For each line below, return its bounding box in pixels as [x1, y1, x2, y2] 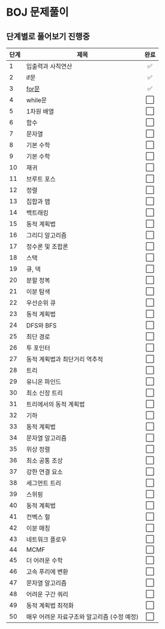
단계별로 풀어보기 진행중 [6, 31, 90, 41]
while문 [26, 96, 47, 104]
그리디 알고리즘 [26, 231, 67, 239]
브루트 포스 [26, 175, 56, 183]
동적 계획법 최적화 [26, 601, 74, 610]
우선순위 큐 [26, 299, 56, 307]
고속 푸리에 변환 [26, 568, 69, 576]
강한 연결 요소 [26, 468, 63, 476]
